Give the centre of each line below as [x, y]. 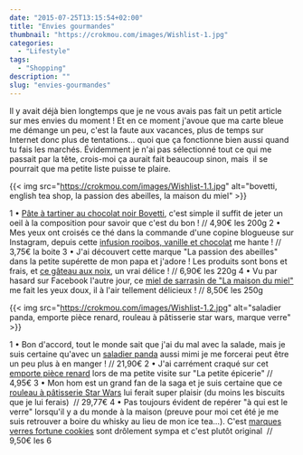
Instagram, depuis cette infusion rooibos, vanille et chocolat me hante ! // [146, 242]
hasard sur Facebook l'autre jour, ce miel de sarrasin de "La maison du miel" [151, 280]
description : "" [40, 77]
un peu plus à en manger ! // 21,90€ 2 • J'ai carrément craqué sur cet [139, 364]
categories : [32, 43]
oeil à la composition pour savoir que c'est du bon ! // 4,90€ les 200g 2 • [145, 223]
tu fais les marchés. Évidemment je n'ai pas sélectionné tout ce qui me [141, 149]
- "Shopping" [42, 69]
